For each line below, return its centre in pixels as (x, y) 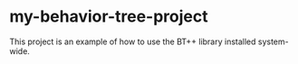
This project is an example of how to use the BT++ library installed (133, 41)
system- (273, 41)
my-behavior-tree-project (109, 17)
